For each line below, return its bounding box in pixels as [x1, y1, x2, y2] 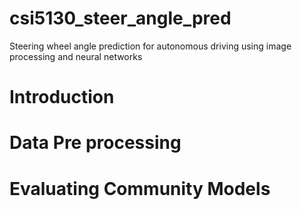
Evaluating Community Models [9, 177, 271, 200]
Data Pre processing [9, 132, 182, 154]
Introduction [9, 86, 115, 109]
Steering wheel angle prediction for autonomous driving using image [9, 40, 292, 52]
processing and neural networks [9, 50, 143, 62]
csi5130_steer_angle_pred [9, 7, 232, 30]
